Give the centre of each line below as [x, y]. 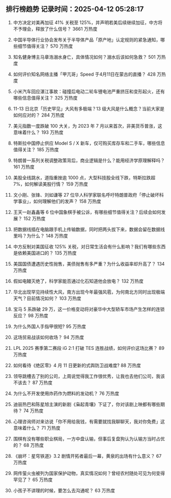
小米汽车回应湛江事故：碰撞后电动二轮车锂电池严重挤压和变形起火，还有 [89, 91]
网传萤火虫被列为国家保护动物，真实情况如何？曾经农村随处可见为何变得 [89, 473]
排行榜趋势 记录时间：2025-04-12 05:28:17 [75, 9]
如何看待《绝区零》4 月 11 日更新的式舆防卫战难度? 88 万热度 [77, 365]
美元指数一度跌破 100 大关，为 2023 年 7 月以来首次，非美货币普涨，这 [88, 126]
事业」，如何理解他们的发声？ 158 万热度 [59, 201]
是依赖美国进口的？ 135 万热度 [45, 253]
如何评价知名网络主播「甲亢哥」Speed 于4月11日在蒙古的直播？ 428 [84, 74]
